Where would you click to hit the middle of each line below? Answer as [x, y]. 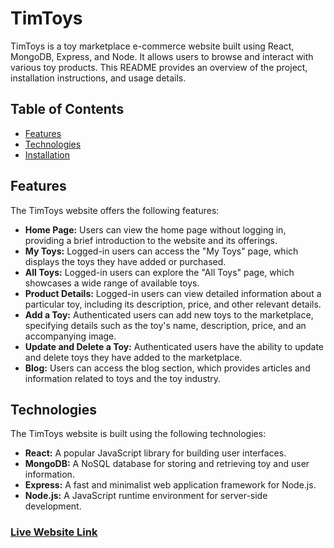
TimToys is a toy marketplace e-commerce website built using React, [152, 46]
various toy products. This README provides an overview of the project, [159, 67]
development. [53, 506]
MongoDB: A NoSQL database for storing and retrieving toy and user [167, 464]
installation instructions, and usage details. [98, 78]
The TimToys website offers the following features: [115, 210]
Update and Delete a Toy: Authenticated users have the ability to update [174, 346]
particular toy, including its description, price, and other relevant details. [173, 304]
